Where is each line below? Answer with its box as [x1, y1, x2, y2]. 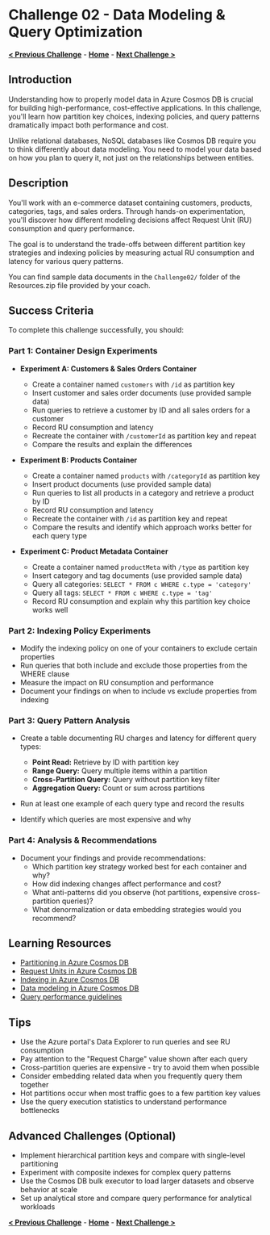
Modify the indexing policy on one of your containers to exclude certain [19, 643, 258, 653]
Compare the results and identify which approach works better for [31, 522, 252, 532]
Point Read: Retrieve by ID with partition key [31, 757, 180, 768]
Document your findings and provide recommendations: [19, 853, 206, 863]
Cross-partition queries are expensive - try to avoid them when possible [19, 1063, 260, 1073]
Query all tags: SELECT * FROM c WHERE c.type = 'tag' [31, 588, 213, 597]
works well [31, 605, 69, 614]
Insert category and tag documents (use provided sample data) [31, 571, 243, 580]
